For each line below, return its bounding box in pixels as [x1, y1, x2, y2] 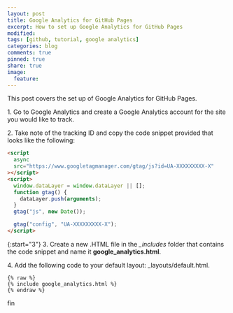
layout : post [7, 10, 45, 17]
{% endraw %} [7, 286, 45, 293]
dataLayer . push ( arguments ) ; [20, 195, 101, 203]
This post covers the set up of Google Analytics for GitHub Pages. [7, 94, 197, 103]
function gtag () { [13, 189, 68, 196]
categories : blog [7, 43, 58, 50]
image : [7, 68, 27, 75]
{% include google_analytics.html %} [7, 280, 118, 287]
